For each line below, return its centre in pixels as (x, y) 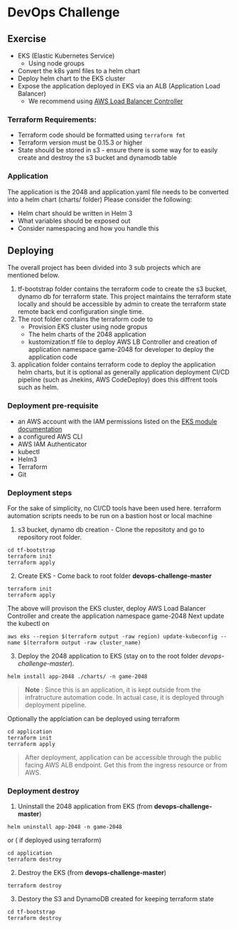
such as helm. (38, 387)
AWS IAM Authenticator (52, 444)
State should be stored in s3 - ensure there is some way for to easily (118, 150)
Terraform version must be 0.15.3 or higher (80, 142)
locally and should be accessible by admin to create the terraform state (122, 304)
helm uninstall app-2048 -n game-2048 (65, 827)
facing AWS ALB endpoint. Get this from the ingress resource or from (126, 765)
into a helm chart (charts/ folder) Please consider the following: (100, 199)
